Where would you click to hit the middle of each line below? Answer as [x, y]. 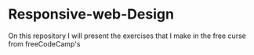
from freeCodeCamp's [44, 43]
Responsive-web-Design [91, 14]
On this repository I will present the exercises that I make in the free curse [127, 36]
